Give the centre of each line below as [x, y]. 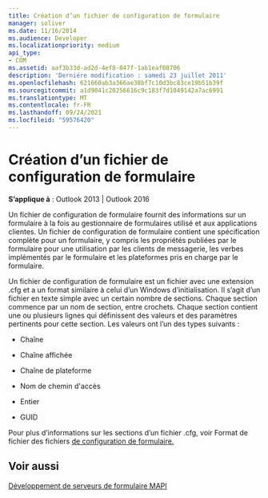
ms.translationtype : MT [48, 98]
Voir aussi [34, 466]
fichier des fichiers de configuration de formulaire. [91, 441]
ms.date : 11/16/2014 [43, 30]
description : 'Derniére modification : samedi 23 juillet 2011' [118, 75]
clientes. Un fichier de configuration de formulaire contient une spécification [134, 231]
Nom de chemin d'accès [60, 386]
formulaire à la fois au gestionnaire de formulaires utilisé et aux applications [133, 223]
